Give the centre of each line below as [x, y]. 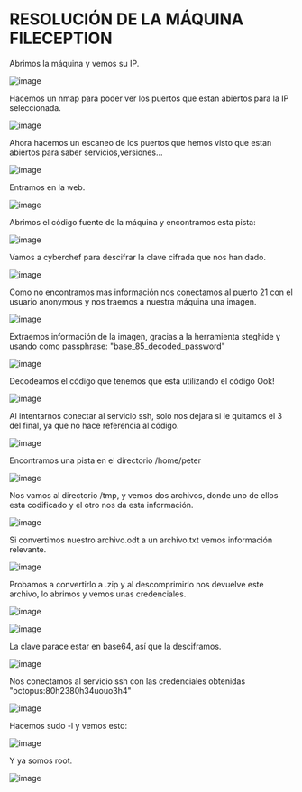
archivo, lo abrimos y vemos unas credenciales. [98, 594]
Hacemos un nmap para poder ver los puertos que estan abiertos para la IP [149, 98]
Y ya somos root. [41, 760]
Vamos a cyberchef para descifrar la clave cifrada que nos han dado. [137, 257]
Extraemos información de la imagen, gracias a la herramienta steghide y [145, 336]
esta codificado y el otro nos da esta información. [101, 505]
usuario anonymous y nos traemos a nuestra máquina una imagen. [133, 301]
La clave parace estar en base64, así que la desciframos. [115, 646]
